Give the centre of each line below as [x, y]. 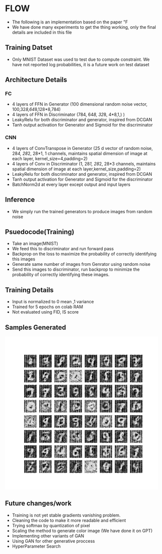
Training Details [29, 290]
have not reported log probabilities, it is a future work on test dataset [81, 64]
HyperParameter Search [36, 546]
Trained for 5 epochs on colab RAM [48, 307]
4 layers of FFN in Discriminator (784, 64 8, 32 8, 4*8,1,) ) [68, 114]
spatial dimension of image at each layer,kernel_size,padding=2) [76, 169]
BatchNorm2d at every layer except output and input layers [71, 184]
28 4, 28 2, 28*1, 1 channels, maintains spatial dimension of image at [80, 153]
